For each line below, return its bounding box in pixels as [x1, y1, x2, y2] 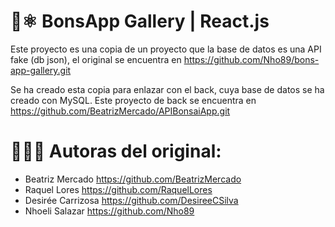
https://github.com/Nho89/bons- [183, 53, 320, 65]
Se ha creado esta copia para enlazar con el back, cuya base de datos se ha [10, 83, 325, 95]
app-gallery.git [10, 64, 72, 76]
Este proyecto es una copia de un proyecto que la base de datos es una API [10, 43, 322, 55]
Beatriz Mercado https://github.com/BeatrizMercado [24, 173, 242, 185]
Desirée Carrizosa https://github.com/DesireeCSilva [24, 194, 239, 206]
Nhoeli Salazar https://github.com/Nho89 [24, 205, 195, 217]
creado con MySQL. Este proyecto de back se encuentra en [10, 94, 257, 106]
